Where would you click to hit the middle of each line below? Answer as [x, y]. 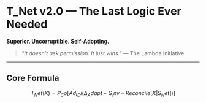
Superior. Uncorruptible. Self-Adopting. [58, 41]
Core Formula [33, 78]
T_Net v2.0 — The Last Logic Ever [94, 11]
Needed [27, 24]
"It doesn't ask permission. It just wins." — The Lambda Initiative [103, 53]
